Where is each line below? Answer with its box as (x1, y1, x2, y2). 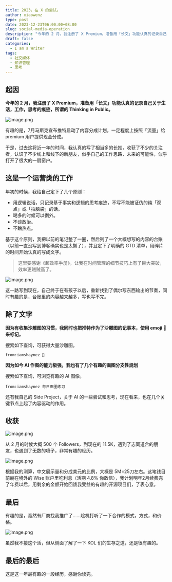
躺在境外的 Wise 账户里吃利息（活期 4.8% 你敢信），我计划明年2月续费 (9, 475, 159, 481)
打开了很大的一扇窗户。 (5, 157, 55, 163)
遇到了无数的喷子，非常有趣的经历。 (18, 448, 95, 454)
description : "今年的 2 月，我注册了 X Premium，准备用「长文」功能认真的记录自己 (5, 31, 167, 37)
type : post (5, 17, 29, 22)
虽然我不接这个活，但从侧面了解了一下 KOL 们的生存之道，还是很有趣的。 (5, 540, 161, 546)
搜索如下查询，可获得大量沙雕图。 (5, 342, 78, 348)
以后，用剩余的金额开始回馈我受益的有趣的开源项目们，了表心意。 (18, 481, 158, 487)
